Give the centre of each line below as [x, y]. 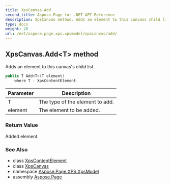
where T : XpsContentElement [45, 81]
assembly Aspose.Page [37, 177]
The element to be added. [69, 110]
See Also [17, 149]
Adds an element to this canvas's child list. [50, 66]
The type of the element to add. [76, 101]
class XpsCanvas [31, 166]
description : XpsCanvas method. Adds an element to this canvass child [83, 19]
